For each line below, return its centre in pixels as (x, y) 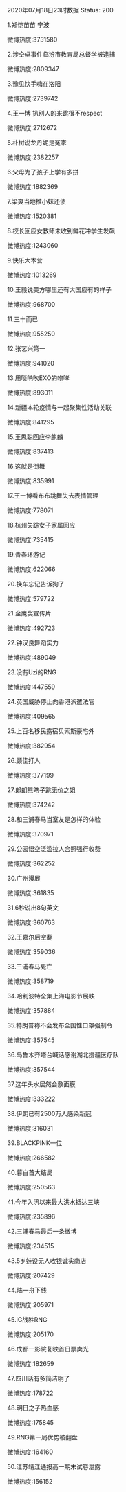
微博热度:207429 (31, 1275)
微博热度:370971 (30, 834)
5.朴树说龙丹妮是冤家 (37, 143)
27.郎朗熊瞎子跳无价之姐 (41, 790)
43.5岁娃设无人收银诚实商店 (47, 1261)
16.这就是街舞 (26, 466)
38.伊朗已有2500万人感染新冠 (49, 1114)
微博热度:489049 (32, 657)
